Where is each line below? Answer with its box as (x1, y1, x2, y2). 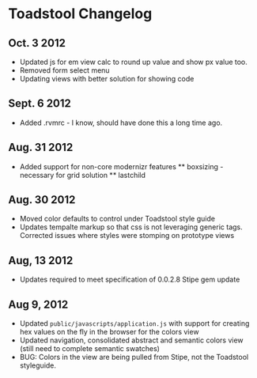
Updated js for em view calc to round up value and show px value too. (19, 57, 248, 66)
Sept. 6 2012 (8, 96, 71, 111)
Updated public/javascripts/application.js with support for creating (19, 319, 250, 328)
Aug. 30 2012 (8, 193, 76, 206)
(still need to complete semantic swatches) (19, 344, 161, 353)
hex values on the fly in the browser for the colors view (19, 327, 199, 337)
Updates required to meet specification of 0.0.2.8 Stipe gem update (19, 274, 240, 285)
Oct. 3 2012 (8, 36, 66, 50)
